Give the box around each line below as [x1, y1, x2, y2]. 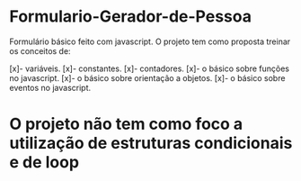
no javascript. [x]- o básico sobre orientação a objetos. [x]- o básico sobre [9, 72, 286, 83]
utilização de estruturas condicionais [9, 133, 293, 154]
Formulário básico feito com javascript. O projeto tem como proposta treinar [9, 36, 291, 47]
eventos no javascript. [9, 82, 92, 93]
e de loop [9, 152, 79, 173]
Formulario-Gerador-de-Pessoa [9, 6, 252, 27]
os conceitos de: [9, 45, 71, 56]
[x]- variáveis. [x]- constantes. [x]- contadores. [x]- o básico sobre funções [9, 63, 290, 74]
